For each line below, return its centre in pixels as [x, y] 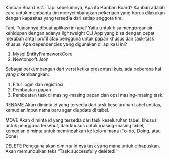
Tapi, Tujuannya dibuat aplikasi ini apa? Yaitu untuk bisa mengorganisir [79, 28]
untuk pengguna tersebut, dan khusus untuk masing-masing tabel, [75, 125]
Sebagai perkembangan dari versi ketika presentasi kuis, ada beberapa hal [83, 69]
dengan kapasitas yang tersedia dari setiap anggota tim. [64, 18]
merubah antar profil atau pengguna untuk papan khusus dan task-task [80, 38]
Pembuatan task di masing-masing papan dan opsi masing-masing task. [88, 95]
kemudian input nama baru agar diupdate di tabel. [57, 110]
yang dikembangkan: [27, 74]
